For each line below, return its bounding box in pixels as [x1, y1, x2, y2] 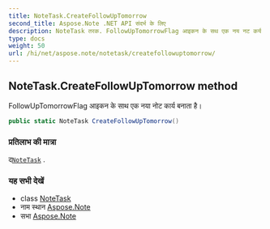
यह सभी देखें [8, 175, 45, 186]
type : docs [8, 34, 45, 43]
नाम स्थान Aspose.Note [19, 202, 91, 212]
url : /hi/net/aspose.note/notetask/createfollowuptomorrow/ [8, 49, 216, 57]
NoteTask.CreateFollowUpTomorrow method [8, 79, 238, 93]
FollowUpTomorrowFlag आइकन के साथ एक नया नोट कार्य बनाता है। [8, 100, 203, 110]
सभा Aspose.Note [19, 211, 77, 221]
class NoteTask [19, 193, 71, 203]
